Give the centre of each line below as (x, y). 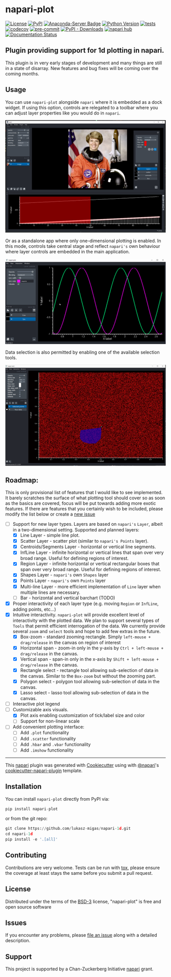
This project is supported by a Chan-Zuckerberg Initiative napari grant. (79, 969)
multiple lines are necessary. (50, 592)
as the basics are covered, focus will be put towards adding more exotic (81, 503)
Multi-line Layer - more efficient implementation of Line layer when (90, 587)
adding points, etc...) (34, 609)
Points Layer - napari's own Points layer (63, 580)
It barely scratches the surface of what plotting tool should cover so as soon (85, 498)
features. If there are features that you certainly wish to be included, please (84, 509)
